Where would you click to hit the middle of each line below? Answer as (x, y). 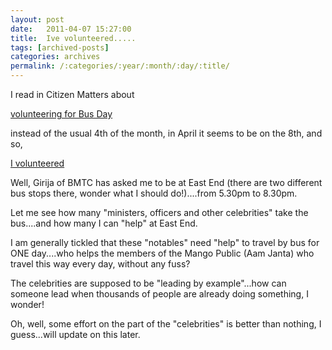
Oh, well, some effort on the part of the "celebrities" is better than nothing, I (166, 324)
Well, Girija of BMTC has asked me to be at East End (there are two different (166, 182)
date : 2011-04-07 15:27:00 (71, 29)
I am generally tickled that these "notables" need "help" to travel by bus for (165, 242)
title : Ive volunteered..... (73, 38)
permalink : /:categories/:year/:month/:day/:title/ (120, 66)
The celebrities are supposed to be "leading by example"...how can (148, 283)
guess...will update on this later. (75, 334)
